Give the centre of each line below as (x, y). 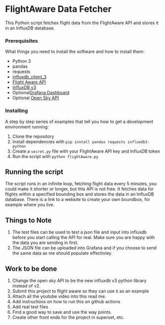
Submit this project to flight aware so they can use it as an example (81, 291)
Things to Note (28, 220)
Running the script (34, 172)
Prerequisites (21, 41)
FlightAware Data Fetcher (59, 9)
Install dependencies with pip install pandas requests (69, 141)
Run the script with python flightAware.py (55, 156)
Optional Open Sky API (36, 98)
